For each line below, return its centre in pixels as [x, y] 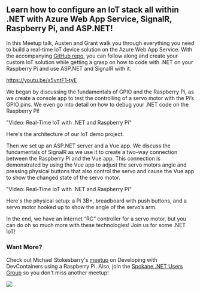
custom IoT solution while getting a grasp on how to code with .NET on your [100, 62]
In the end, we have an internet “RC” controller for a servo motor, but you [96, 219]
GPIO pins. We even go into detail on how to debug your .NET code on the [98, 104]
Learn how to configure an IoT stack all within [93, 10]
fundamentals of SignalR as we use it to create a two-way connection [92, 152]
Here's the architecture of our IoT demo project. [65, 134]
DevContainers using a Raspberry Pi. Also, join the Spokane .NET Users [95, 267]
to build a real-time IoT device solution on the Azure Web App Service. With [99, 49]
